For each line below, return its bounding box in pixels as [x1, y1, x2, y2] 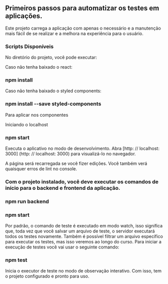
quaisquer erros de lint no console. [5, 166, 78, 172]
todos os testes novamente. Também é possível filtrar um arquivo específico [5, 233, 163, 239]
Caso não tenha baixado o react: [5, 64, 73, 70]
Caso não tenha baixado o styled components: [5, 88, 102, 94]
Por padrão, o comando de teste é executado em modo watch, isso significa [5, 223, 163, 229]
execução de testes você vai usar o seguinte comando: [5, 244, 119, 250]
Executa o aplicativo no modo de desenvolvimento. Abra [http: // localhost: [5, 145, 159, 151]
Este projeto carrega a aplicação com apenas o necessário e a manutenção [5, 25, 161, 31]
